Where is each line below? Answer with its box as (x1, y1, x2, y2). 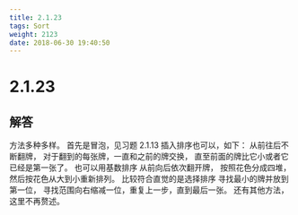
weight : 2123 (9, 30, 58, 39)
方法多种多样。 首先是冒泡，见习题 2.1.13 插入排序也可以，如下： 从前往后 (9, 140, 281, 150)
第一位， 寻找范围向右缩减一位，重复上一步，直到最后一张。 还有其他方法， (9, 185, 289, 195)
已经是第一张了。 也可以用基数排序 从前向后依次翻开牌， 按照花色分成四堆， (9, 162, 292, 173)
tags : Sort (9, 21, 50, 30)
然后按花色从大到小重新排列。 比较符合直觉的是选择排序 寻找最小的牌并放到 (9, 174, 289, 185)
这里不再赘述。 (9, 196, 65, 207)
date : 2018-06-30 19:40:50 (9, 38, 110, 47)
